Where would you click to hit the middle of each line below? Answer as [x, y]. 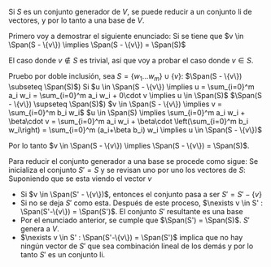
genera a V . [39, 228]
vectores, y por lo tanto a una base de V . [76, 20]
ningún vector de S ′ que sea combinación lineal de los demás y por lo [137, 246]
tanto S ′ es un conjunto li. [63, 254]
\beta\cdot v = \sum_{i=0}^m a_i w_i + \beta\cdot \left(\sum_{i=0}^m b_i [129, 121]
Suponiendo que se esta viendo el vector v [80, 179]
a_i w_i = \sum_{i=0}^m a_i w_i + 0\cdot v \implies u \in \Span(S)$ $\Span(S [135, 95]
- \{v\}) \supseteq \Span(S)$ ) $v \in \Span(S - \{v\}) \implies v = [115, 104]
